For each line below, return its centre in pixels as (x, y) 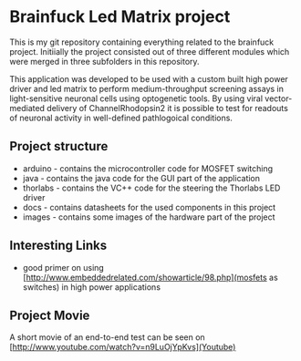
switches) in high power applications (92, 287)
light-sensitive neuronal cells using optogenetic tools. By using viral (136, 98)
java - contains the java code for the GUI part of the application (141, 178)
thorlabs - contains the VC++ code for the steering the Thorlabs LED (151, 188)
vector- (278, 98)
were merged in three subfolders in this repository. (104, 61)
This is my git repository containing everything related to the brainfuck (142, 42)
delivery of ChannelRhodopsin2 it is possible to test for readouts (168, 108)
